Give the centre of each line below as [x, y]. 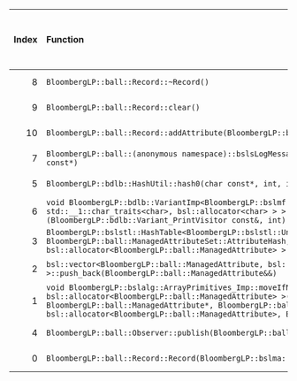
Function [65, 39]
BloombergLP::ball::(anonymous [112, 154]
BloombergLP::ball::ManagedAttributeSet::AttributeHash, [168, 241]
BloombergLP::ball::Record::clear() [123, 107]
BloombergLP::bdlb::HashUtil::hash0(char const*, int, [164, 183]
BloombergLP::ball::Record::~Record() [128, 82]
